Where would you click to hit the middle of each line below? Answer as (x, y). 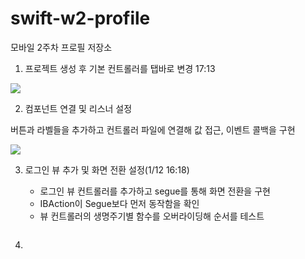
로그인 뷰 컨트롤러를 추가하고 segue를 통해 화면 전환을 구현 (155, 191)
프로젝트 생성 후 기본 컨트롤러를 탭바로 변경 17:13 (120, 68)
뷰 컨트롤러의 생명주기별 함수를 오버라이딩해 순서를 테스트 (152, 216)
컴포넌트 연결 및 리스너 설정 (78, 108)
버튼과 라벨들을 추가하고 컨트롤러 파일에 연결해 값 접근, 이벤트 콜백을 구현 (153, 129)
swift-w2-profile (80, 18)
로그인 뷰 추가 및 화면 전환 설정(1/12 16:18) (107, 169)
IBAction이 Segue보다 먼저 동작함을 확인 (119, 203)
